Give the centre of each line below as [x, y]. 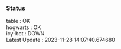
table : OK [18, 21]
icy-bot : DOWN [25, 34]
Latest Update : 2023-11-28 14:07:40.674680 [60, 40]
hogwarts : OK [24, 27]
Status [16, 8]
